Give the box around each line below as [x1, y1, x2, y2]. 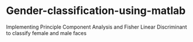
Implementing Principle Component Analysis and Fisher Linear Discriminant [6, 23, 187, 30]
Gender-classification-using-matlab [6, 4, 186, 17]
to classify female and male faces [6, 29, 87, 36]
